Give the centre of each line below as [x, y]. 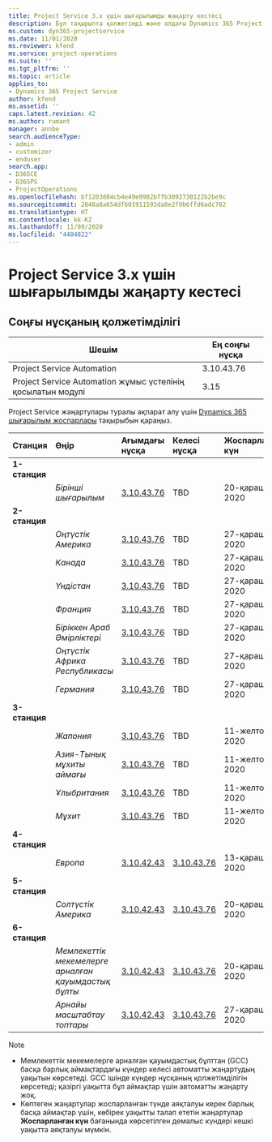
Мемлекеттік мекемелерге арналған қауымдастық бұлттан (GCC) [134, 1060]
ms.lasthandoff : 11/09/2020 [56, 227]
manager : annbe [34, 129]
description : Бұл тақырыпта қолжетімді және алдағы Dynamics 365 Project [136, 24]
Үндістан [73, 586]
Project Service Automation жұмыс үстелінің [98, 382]
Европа [70, 863]
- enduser [25, 159]
